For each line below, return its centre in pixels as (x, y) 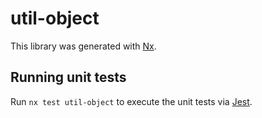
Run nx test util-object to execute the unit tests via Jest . (131, 101)
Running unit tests (68, 77)
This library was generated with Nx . (83, 46)
